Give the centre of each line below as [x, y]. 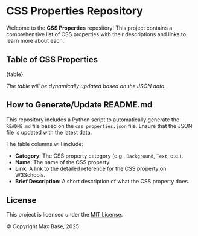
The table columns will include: [45, 144]
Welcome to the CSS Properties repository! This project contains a [89, 28]
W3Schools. [30, 175]
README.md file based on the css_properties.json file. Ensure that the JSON [99, 126]
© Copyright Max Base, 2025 [43, 226]
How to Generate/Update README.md [79, 105]
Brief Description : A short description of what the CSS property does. [102, 181]
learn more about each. [35, 40]
